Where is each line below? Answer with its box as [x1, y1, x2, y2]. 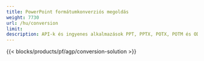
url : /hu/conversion [6, 20, 59, 26]
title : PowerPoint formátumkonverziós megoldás [6, 8, 129, 15]
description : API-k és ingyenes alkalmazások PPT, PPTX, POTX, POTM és [6, 31, 191, 37]
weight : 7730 [6, 14, 39, 21]
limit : [6, 25, 23, 32]
